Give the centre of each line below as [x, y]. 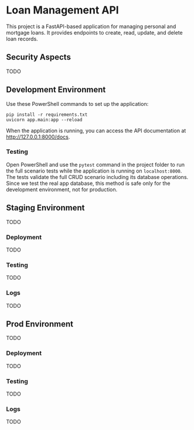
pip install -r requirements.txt [47, 115]
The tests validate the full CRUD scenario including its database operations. [97, 177]
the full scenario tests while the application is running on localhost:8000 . [94, 171]
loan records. [22, 39]
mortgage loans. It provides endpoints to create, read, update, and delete [94, 32]
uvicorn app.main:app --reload [44, 120]
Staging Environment [45, 208]
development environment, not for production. [62, 189]
